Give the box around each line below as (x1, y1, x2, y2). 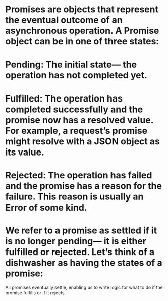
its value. (5, 146, 44, 158)
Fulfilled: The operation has (5, 92, 123, 104)
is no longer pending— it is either (5, 235, 146, 247)
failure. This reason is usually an (5, 191, 144, 203)
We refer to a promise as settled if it (5, 225, 157, 236)
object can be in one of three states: (5, 36, 159, 47)
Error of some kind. (5, 202, 87, 213)
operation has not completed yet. (5, 70, 148, 81)
